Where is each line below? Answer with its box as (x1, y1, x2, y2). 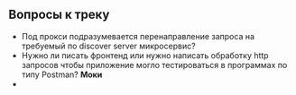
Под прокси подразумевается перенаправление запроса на (21, 30, 254, 41)
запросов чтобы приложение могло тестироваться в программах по (21, 59, 288, 70)
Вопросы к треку (8, 7, 110, 22)
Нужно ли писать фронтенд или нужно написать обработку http (21, 49, 269, 61)
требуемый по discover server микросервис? (21, 40, 196, 51)
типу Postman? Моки (21, 69, 103, 80)
